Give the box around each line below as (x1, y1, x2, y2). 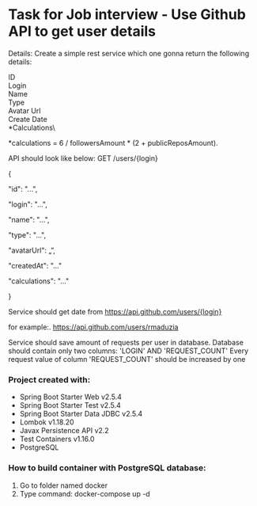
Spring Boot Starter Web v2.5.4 (19, 392, 123, 401)
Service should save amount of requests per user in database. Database (8, 337, 244, 347)
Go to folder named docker (19, 481, 108, 490)
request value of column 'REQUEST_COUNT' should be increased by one (8, 354, 246, 363)
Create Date (8, 114, 47, 124)
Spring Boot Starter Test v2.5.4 (19, 401, 121, 410)
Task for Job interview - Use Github (8, 6, 247, 24)
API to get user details (8, 22, 157, 40)
